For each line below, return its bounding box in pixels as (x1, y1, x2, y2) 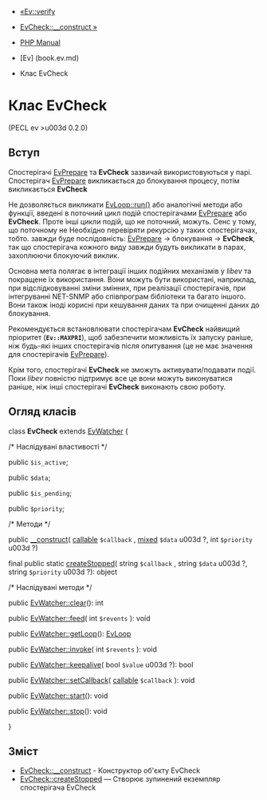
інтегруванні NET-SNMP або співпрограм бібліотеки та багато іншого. (8, 291, 246, 301)
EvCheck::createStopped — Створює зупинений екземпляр (19, 774, 221, 784)
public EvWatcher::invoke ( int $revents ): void (8, 644, 158, 654)
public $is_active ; (8, 457, 69, 466)
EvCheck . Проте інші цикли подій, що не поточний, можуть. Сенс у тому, (8, 216, 257, 226)
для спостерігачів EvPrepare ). (8, 349, 110, 358)
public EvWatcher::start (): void (8, 691, 108, 700)
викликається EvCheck (8, 184, 88, 194)
